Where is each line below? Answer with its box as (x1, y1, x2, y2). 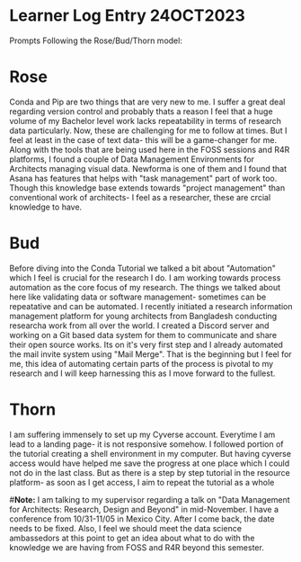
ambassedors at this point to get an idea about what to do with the (9, 532, 255, 543)
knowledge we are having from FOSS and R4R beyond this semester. (9, 541, 265, 553)
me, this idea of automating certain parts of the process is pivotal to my (9, 358, 274, 369)
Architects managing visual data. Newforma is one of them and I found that (9, 163, 288, 174)
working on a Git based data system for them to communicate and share (9, 329, 277, 340)
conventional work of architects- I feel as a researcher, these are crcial (9, 192, 271, 202)
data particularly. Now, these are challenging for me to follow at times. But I (9, 125, 288, 136)
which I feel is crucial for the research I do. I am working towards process (9, 272, 281, 283)
